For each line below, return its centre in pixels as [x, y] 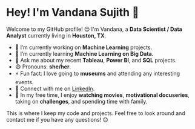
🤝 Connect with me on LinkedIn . [55, 88]
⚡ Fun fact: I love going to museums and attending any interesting [97, 73]
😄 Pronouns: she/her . [43, 67]
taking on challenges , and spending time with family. [81, 101]
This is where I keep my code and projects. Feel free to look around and [96, 113]
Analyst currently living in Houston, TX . [56, 35]
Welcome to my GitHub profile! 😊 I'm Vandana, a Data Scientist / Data [94, 29]
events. [24, 82]
